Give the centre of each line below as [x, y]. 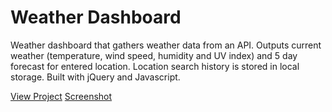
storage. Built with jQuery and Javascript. [95, 77]
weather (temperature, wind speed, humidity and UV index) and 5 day [154, 55]
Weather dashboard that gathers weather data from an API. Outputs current [166, 45]
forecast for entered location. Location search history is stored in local [155, 66]
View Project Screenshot [61, 96]
